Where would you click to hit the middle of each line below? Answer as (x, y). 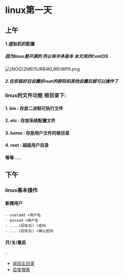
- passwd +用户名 (22, 220)
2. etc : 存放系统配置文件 (30, 121)
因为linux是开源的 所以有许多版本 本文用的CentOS (57, 56)
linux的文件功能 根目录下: (36, 95)
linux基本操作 (22, 190)
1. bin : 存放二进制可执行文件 (34, 108)
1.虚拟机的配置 (20, 44)
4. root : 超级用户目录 (27, 145)
